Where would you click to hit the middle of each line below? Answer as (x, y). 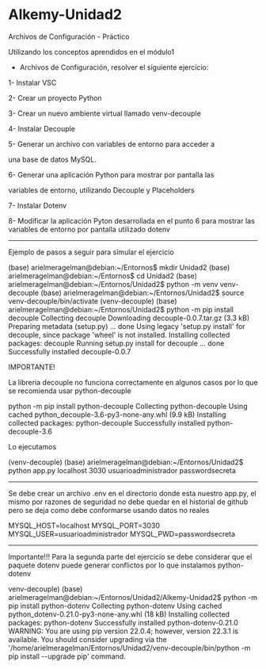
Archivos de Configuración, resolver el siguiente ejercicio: (114, 67)
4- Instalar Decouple (42, 128)
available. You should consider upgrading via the (88, 639)
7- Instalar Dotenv (38, 205)
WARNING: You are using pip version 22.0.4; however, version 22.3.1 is (123, 631)
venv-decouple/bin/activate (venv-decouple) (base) (93, 301)
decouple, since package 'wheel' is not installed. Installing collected (119, 334)
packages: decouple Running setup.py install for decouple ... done (116, 343)
